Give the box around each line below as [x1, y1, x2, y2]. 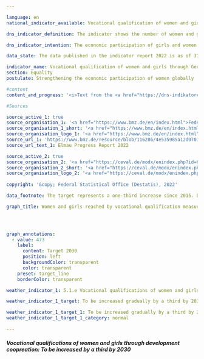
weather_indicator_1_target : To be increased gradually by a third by [6, 298, 189, 305]
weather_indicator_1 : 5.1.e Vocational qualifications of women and [6, 287, 183, 293]
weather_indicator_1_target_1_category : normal [6, 315, 129, 321]
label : [17, 242, 34, 249]
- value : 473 [12, 236, 45, 243]
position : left [22, 254, 61, 260]
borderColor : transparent [17, 276, 83, 282]
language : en [6, 14, 39, 20]
